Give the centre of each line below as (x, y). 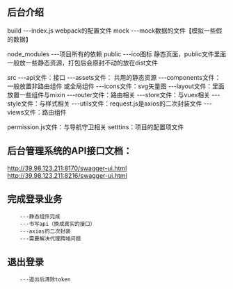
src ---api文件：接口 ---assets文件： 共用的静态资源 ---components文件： (114, 77)
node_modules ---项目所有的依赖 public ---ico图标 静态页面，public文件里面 (117, 53)
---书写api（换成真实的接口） (58, 224)
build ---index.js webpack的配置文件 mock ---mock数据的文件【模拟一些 (112, 31)
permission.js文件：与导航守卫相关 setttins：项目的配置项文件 (96, 126)
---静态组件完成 (40, 217)
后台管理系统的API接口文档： (70, 151)
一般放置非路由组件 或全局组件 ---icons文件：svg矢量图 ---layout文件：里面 (116, 86)
